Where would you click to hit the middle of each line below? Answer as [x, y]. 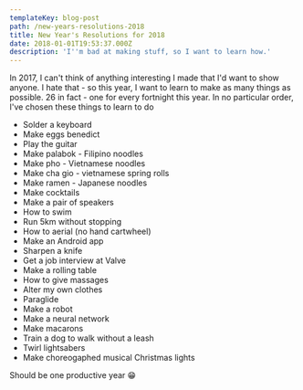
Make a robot [47, 309]
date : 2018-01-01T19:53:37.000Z [71, 43]
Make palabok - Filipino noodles [83, 154]
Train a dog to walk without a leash [89, 338]
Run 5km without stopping [72, 222]
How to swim [47, 212]
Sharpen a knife [52, 251]
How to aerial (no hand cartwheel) [87, 232]
